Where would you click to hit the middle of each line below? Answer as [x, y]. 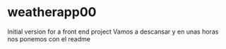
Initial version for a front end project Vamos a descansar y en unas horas [113, 31]
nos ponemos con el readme [49, 38]
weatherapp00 [52, 12]
